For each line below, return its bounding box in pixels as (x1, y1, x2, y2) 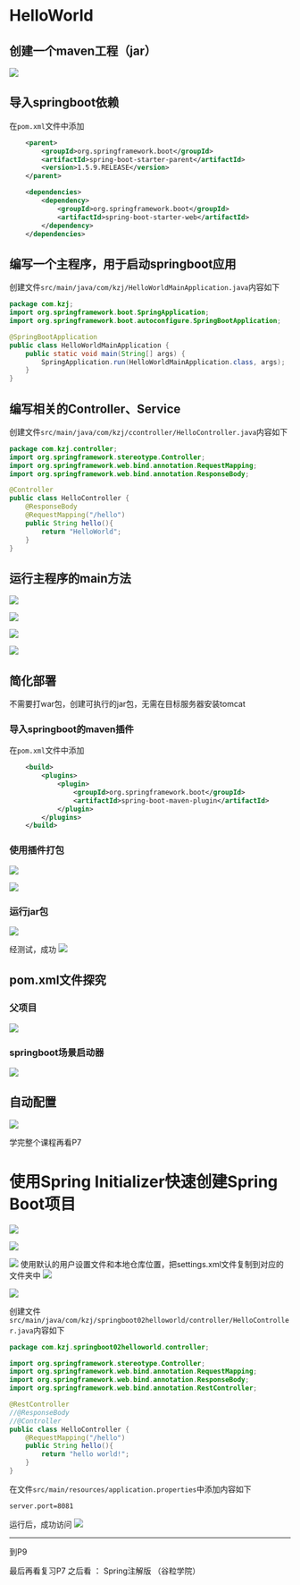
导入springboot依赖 (9, 95, 120, 110)
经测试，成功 (9, 943, 56, 954)
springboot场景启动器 (9, 1046, 104, 1059)
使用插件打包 (9, 844, 65, 856)
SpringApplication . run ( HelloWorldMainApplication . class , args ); (41, 357, 286, 367)
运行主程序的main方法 (9, 570, 132, 586)
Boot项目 (9, 1194, 77, 1214)
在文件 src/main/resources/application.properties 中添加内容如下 (9, 1483, 252, 1495)
